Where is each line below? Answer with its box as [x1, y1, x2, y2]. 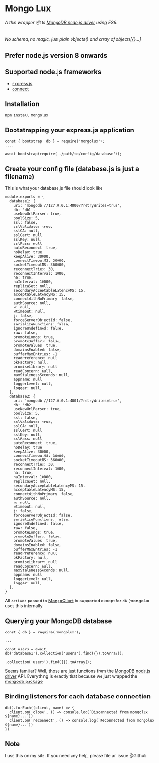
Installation [5, 100, 40, 108]
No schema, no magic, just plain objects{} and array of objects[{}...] [5, 36, 141, 42]
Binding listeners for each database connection [5, 692, 151, 701]
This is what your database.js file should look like [5, 185, 103, 191]
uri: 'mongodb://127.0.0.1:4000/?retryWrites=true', [14, 203, 122, 208]
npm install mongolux [5, 113, 49, 118]
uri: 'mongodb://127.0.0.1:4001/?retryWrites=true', [14, 398, 122, 403]
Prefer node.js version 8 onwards [5, 51, 108, 60]
